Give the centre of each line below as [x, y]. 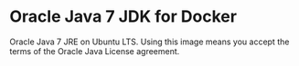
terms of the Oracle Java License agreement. [95, 51]
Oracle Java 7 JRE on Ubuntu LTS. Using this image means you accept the [149, 42]
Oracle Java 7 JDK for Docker [123, 17]
